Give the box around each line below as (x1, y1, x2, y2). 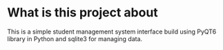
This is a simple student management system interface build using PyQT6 (7, 27, 217, 36)
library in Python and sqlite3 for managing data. (7, 34, 143, 42)
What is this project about (7, 5, 159, 21)
